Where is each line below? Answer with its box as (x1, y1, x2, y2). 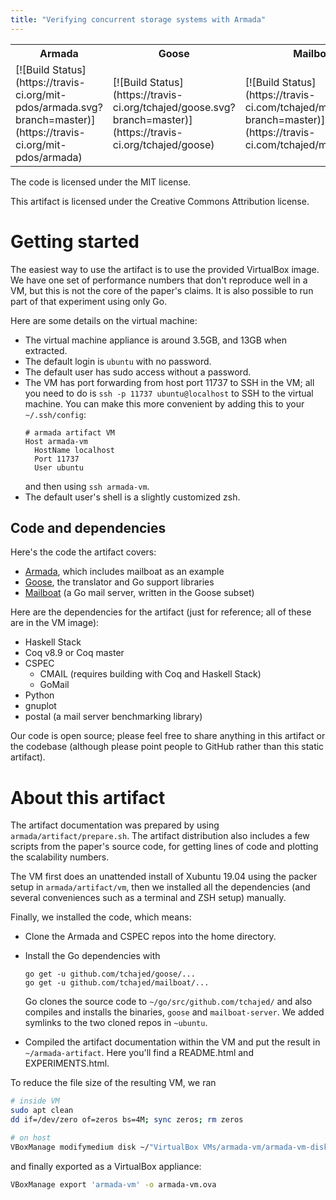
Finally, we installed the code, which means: (10, 911, 192, 923)
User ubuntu (34, 462, 84, 473)
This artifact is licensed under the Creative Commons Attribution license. (10, 195, 310, 207)
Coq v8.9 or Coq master (24, 647, 125, 659)
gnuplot (24, 700, 57, 712)
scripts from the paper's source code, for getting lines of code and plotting (10, 841, 319, 853)
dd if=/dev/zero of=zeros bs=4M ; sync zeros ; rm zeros (10, 1115, 244, 1125)
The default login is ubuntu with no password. (24, 355, 212, 367)
